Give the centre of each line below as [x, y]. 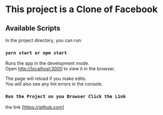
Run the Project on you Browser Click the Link [66, 97]
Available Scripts [33, 28]
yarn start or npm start [36, 53]
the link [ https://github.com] [35, 107]
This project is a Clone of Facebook [81, 9]
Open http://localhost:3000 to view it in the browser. [60, 69]
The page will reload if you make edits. [46, 79]
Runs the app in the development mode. [47, 63]
